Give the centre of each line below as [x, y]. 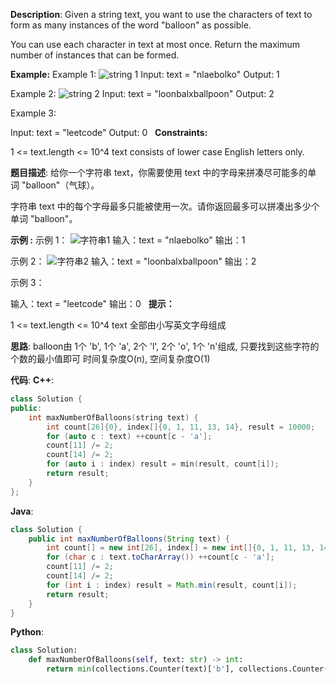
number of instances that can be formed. [95, 55]
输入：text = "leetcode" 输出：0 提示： [92, 303]
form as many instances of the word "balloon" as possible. [131, 25]
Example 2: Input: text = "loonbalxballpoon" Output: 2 [142, 93]
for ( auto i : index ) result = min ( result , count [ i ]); [163, 464]
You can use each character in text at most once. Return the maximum [155, 44]
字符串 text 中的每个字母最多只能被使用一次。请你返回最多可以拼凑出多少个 [165, 206]
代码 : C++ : [32, 380]
